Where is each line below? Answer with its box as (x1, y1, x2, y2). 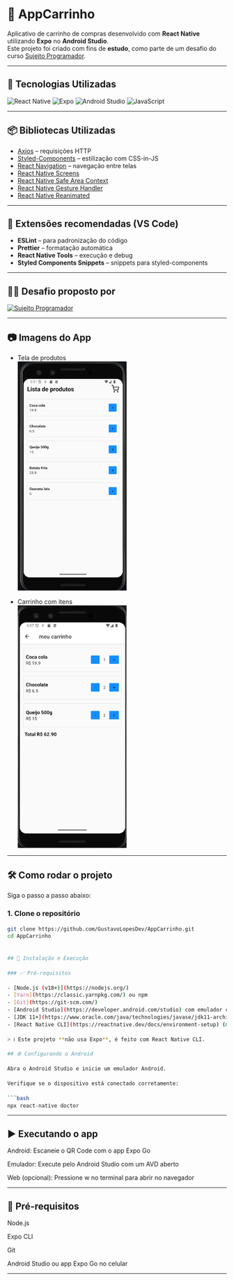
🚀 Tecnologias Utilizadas (7, 78, 116, 90)
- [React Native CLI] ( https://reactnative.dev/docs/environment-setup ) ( (7, 1021, 226, 1028)
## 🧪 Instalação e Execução (7, 955, 89, 962)
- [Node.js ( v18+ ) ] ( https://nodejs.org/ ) (7, 984, 130, 991)
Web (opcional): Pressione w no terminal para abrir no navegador (7, 1173, 195, 1182)
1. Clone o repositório (7, 909, 81, 919)
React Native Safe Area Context (17, 176, 109, 184)
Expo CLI (7, 1232, 33, 1241)
